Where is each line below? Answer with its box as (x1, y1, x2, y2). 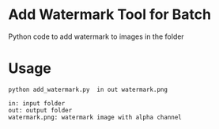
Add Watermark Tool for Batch (8, 6, 212, 24)
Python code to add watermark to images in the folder (8, 32, 184, 41)
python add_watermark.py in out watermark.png (8, 85, 168, 93)
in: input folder (8, 99, 66, 108)
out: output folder (8, 106, 73, 114)
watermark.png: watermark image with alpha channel (8, 113, 182, 121)
